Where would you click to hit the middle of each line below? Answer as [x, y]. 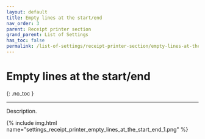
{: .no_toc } [20, 93]
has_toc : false [26, 40]
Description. [22, 111]
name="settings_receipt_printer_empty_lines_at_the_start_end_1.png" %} [97, 129]
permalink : [20, 47]
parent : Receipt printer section [49, 29]
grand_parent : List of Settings [47, 35]
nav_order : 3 [23, 23]
